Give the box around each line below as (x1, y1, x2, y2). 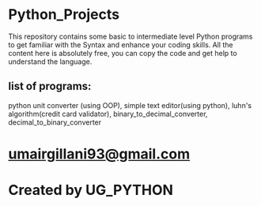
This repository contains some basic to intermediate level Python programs (8, 32, 253, 41)
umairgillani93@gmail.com (8, 144, 191, 163)
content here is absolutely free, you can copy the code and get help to (8, 48, 237, 58)
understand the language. (8, 57, 93, 66)
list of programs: (8, 80, 92, 93)
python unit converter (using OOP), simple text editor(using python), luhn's (8, 100, 252, 110)
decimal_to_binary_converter (8, 117, 102, 127)
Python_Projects (8, 6, 120, 24)
